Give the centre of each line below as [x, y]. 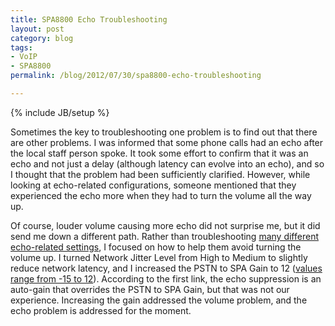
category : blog [42, 38]
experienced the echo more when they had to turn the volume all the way [161, 195]
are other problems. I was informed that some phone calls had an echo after [167, 142]
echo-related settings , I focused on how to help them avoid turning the [156, 247]
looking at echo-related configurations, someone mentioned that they [153, 185]
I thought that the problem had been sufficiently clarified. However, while [160, 174]
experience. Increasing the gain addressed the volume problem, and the [159, 300]
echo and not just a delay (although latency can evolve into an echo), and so [167, 163]
